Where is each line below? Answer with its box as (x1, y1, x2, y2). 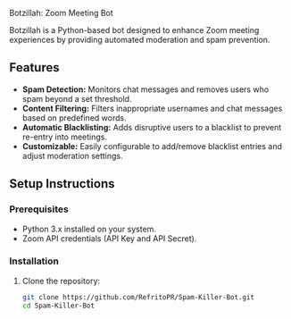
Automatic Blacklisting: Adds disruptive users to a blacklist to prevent (21, 122, 282, 132)
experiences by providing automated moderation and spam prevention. (9, 35, 270, 45)
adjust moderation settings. (21, 150, 123, 161)
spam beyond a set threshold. (21, 93, 132, 104)
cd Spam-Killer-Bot (21, 301, 96, 310)
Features (9, 60, 60, 75)
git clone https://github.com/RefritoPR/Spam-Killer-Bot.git (21, 292, 255, 302)
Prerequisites (9, 203, 69, 215)
